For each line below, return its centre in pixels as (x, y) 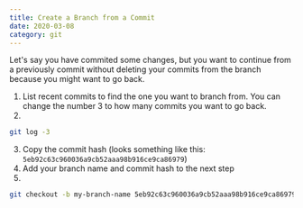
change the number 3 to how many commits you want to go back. (145, 106)
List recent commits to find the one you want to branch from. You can (151, 96)
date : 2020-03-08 (42, 26)
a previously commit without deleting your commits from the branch (135, 69)
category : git (36, 34)
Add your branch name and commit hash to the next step (128, 168)
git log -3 (30, 132)
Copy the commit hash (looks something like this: (114, 149)
